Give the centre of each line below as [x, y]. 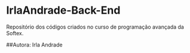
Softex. [15, 33]
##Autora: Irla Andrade [34, 45]
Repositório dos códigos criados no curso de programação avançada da [95, 27]
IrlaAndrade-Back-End [63, 10]
